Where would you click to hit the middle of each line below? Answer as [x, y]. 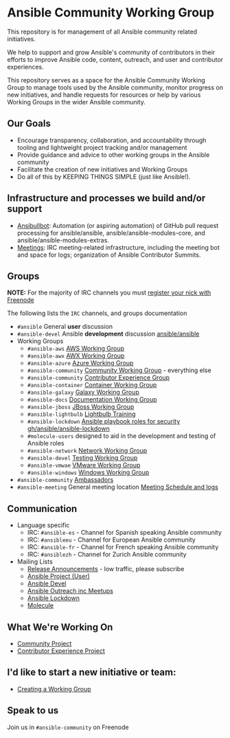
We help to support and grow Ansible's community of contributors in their [111, 52]
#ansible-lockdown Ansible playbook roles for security [104, 422]
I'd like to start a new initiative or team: [92, 672]
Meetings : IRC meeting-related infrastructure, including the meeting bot [118, 247]
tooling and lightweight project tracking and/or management [102, 147]
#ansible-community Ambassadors [65, 480]
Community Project [44, 644]
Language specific [43, 525]
